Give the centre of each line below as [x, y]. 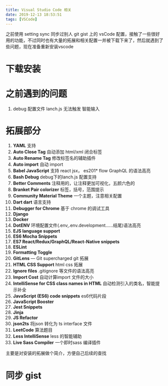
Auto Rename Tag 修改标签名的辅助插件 [54, 158]
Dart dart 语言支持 [32, 202]
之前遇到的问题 [36, 94]
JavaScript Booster [33, 302]
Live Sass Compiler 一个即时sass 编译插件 [57, 343]
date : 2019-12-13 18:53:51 [34, 15]
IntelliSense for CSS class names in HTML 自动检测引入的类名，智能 [84, 283]
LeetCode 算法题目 [33, 330]
